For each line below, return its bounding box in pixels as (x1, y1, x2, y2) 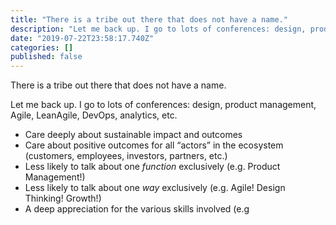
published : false (10, 52, 83, 62)
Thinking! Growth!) (24, 192, 102, 205)
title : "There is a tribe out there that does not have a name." (10, 14, 288, 25)
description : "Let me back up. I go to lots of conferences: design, (10, 24, 307, 34)
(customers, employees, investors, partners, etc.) (24, 150, 228, 162)
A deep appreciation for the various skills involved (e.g (24, 203, 250, 215)
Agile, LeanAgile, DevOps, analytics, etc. (10, 109, 178, 121)
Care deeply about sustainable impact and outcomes (24, 129, 243, 141)
